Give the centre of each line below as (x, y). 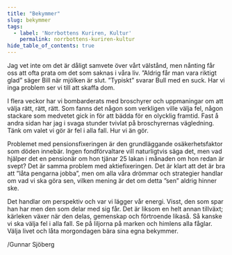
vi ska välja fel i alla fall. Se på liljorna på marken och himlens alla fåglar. (110, 223)
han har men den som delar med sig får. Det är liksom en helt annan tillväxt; (115, 209)
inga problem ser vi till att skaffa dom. (61, 88)
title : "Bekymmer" (34, 14)
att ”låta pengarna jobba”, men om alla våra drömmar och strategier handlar (115, 173)
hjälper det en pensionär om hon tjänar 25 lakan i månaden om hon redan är (116, 159)
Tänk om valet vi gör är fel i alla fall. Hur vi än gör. (78, 130)
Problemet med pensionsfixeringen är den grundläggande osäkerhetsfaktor (115, 144)
